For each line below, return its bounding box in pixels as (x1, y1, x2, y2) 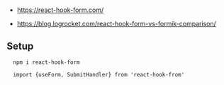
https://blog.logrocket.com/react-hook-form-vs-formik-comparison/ (16, 20, 217, 28)
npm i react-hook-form (13, 59, 80, 66)
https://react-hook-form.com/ (16, 6, 104, 14)
